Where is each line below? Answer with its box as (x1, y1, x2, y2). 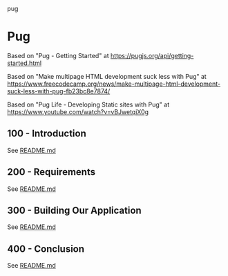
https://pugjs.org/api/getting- (110, 51, 194, 59)
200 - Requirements (7, 166, 95, 178)
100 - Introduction (7, 128, 86, 140)
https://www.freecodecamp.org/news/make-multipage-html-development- (7, 80, 221, 88)
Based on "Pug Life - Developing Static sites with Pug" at (7, 100, 170, 109)
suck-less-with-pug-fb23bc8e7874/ (7, 86, 111, 95)
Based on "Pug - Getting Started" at (7, 51, 109, 59)
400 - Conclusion (7, 243, 85, 255)
